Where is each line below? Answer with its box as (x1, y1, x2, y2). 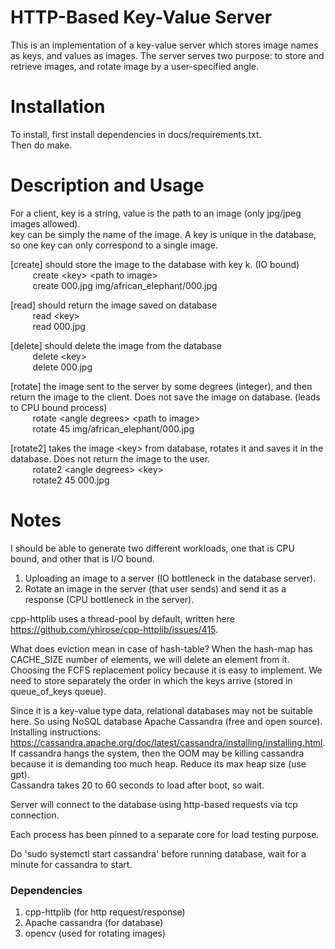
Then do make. (10, 139, 73, 151)
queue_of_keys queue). (10, 685, 107, 697)
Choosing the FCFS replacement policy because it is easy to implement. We (10, 664, 323, 676)
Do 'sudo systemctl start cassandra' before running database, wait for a (10, 847, 307, 860)
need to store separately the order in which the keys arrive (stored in (10, 674, 293, 686)
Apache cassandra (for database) (24, 917, 164, 929)
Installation (10, 96, 106, 118)
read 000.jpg (32, 320, 86, 332)
